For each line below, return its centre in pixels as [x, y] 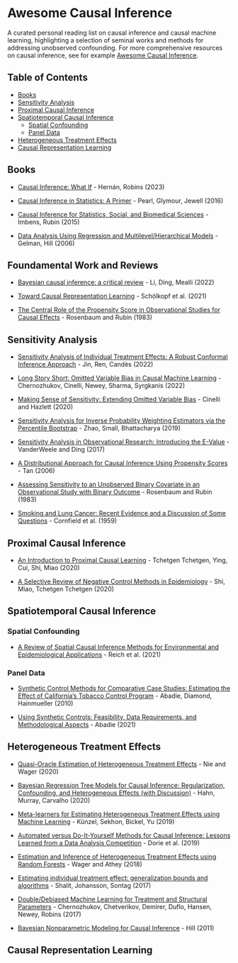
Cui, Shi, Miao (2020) [49, 568]
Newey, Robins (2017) [49, 914]
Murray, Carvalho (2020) [54, 800]
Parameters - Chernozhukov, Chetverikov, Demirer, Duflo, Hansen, [115, 906]
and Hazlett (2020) [45, 407]
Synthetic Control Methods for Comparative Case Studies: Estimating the [124, 688]
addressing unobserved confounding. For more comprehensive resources [115, 48]
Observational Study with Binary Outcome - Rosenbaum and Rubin [115, 492]
